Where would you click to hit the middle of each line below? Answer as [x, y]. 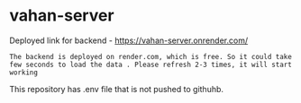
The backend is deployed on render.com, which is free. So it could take [151, 56]
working [24, 73]
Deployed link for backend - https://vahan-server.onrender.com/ [129, 40]
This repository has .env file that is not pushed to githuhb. [116, 89]
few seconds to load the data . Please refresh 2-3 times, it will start [151, 64]
